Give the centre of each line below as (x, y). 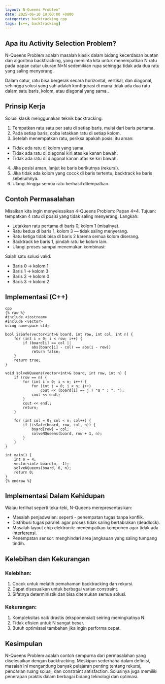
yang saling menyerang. (30, 71)
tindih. (19, 544)
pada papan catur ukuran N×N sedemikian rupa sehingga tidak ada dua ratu (82, 66)
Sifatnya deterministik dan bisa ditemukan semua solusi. (69, 594)
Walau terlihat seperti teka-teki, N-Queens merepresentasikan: (69, 508)
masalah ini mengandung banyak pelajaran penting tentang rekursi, (73, 666)
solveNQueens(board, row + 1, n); (67, 433)
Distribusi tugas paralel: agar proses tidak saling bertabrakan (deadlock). (86, 522)
